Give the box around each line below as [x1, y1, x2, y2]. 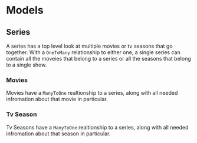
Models [6, 4, 44, 17]
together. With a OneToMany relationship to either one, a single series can [6, 49, 181, 56]
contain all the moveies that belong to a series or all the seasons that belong [6, 55, 191, 62]
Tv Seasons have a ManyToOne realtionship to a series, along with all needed [6, 124, 189, 131]
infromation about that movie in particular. [6, 95, 108, 103]
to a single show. [6, 61, 47, 68]
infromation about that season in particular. [6, 130, 111, 137]
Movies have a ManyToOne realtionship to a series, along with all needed [6, 89, 178, 97]
